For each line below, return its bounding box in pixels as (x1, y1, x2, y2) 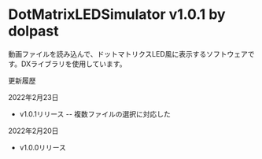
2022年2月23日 (8, 92, 59, 102)
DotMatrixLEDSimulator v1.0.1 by (8, 6, 226, 24)
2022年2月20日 (8, 126, 59, 135)
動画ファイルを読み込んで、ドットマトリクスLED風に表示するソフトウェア (8, 49, 248, 58)
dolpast (8, 22, 59, 40)
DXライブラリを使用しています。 (20, 59, 127, 68)
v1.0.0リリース (19, 142, 67, 152)
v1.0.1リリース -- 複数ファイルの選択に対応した (19, 109, 172, 119)
